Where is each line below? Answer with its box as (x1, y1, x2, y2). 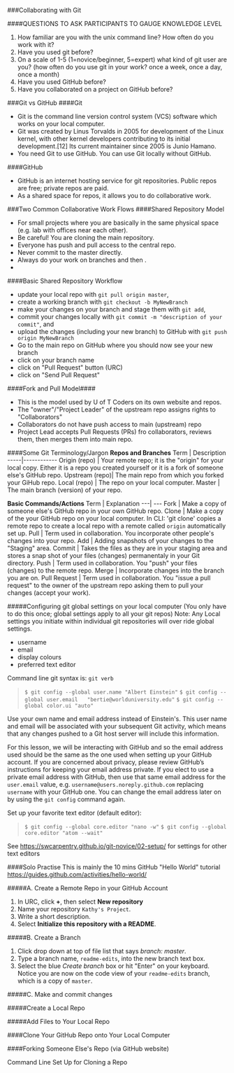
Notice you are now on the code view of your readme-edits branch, (17, 969, 211, 977)
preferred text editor (17, 661, 76, 668)
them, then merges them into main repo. (17, 435, 133, 443)
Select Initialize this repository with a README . (17, 920, 156, 928)
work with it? (17, 41, 54, 48)
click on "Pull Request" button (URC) (17, 363, 124, 372)
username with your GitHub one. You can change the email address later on (7, 787, 221, 796)
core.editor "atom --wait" (24, 829, 103, 836)
